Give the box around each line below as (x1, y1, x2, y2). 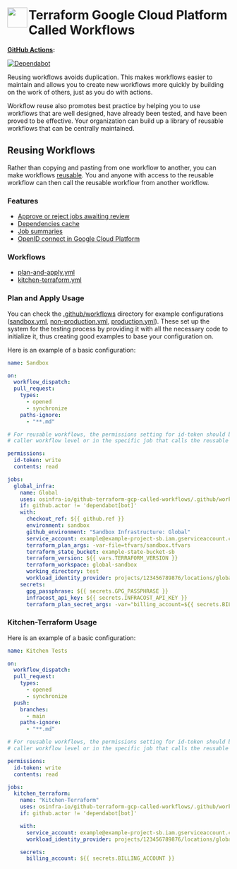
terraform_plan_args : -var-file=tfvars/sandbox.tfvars (25, 541, 191, 549)
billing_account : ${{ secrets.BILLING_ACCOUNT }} (25, 855, 175, 862)
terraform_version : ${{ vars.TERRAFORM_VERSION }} (25, 555, 178, 562)
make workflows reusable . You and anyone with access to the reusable (7, 170, 214, 179)
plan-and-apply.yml (17, 268, 75, 277)
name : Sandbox (7, 359, 49, 367)
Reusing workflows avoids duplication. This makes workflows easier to (7, 73, 213, 81)
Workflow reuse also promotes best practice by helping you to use (7, 101, 201, 110)
